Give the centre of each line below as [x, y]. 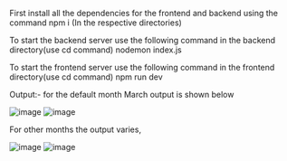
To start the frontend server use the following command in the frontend [142, 67]
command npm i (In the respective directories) [96, 23]
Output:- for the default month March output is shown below [122, 95]
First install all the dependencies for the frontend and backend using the [144, 13]
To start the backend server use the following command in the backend [143, 40]
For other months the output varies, [76, 129]
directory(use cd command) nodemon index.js [96, 50]
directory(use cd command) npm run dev [86, 77]
